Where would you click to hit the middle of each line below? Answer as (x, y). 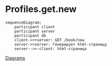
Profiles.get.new (41, 9)
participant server (35, 31)
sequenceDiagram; (23, 22)
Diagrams (15, 58)
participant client (35, 27)
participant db (30, 35)
